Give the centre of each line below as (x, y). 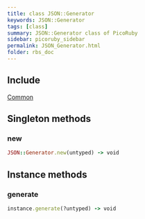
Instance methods (47, 174)
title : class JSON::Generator (51, 14)
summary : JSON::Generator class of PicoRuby (72, 33)
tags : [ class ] (28, 26)
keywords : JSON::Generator (46, 20)
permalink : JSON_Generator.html (54, 46)
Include (24, 80)
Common (20, 97)
